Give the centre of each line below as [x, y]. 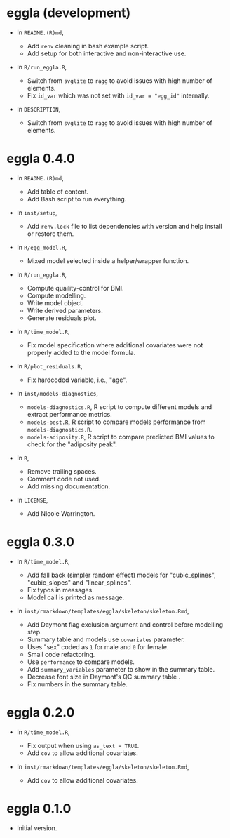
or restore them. [50, 234]
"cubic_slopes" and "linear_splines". [79, 582]
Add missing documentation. [69, 486]
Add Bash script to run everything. [77, 199]
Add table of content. [58, 192]
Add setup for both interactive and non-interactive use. [107, 53]
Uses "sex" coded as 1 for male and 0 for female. [98, 646]
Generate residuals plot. [62, 318]
